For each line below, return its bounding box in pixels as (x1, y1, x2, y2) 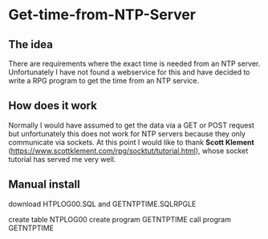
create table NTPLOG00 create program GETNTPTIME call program (8, 214, 231, 224)
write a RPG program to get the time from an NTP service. (8, 76, 200, 85)
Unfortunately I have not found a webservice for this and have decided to (8, 67, 250, 77)
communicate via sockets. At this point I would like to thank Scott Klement (8, 137, 254, 147)
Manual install (8, 178, 80, 192)
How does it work (8, 99, 98, 113)
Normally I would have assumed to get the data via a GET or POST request (8, 120, 255, 130)
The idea (8, 38, 54, 51)
